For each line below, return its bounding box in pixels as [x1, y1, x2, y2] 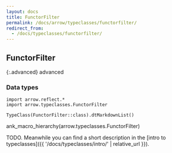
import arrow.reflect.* [6, 97, 65, 103]
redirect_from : [6, 25, 44, 31]
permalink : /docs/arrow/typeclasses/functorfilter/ [6, 20, 137, 26]
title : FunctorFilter [6, 14, 60, 20]
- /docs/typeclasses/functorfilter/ [11, 31, 102, 37]
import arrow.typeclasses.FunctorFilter [6, 102, 108, 108]
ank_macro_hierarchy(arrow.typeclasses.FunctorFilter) [6, 123, 140, 130]
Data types [6, 83, 39, 91]
